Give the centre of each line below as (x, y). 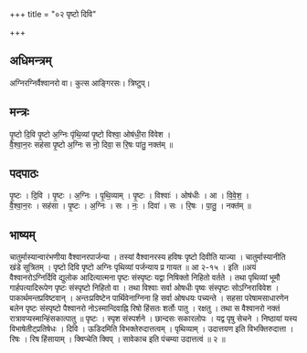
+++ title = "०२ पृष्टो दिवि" (53, 14)
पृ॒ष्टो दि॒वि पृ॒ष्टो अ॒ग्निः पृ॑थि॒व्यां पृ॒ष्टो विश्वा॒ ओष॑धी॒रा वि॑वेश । (90, 134)
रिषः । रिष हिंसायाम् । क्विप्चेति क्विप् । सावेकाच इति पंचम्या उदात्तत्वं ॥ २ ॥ (117, 339)
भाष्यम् (22, 235)
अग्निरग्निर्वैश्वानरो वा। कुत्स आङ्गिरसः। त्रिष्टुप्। (80, 83)
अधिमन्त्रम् (31, 61)
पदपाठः (24, 174)
